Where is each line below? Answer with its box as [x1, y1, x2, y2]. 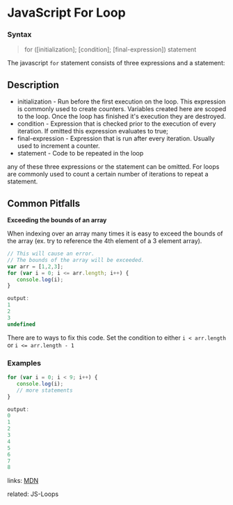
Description [7, 78, 59, 91]
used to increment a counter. [17, 142, 100, 150]
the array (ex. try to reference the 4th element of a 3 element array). [7, 237, 202, 245]
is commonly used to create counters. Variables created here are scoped [17, 105, 227, 113]
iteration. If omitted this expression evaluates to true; [17, 127, 169, 135]
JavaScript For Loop [7, 5, 127, 21]
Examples [7, 358, 42, 367]
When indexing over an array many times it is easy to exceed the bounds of [7, 229, 224, 238]
